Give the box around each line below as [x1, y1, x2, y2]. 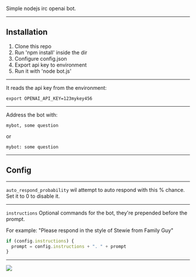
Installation [6, 27, 48, 37]
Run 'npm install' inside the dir [14, 49, 87, 56]
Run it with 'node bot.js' [14, 67, 72, 75]
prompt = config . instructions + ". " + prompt [11, 243, 127, 250]
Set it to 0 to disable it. [6, 192, 60, 199]
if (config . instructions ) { [6, 238, 75, 244]
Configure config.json [14, 55, 67, 62]
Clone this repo [14, 43, 51, 50]
